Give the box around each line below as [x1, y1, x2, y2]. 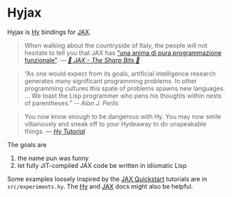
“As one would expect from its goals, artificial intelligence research [24, 69, 216, 78]
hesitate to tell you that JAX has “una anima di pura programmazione [24, 49, 222, 57]
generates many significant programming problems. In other [24, 76, 197, 85]
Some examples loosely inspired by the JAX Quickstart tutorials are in [7, 175, 208, 183]
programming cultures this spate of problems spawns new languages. [24, 84, 225, 92]
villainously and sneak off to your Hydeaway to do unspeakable [24, 119, 207, 128]
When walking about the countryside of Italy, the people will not [24, 41, 208, 49]
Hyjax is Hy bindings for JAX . [7, 28, 91, 36]
